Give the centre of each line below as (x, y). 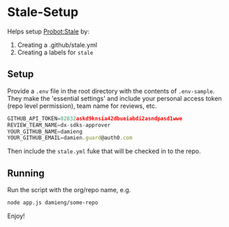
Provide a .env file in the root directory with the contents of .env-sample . (111, 91)
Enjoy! (16, 216)
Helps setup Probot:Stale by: (48, 31)
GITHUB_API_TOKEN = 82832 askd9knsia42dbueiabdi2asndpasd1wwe (95, 118)
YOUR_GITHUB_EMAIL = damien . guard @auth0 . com (70, 138)
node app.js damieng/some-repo (53, 203)
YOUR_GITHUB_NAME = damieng (45, 132)
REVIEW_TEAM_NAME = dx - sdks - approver (59, 125)
